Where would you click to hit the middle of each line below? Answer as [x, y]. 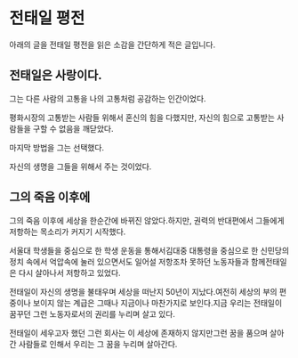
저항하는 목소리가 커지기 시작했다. [68, 232]
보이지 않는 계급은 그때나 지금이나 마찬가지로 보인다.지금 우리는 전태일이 [157, 303]
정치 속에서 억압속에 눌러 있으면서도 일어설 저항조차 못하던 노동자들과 [129, 261]
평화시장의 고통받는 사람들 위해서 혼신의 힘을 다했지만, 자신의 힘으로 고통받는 [142, 118]
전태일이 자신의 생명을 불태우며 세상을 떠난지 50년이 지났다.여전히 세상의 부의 [143, 291]
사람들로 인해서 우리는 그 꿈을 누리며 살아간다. [98, 344]
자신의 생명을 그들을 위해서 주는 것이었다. [81, 167]
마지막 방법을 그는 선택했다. [57, 147]
